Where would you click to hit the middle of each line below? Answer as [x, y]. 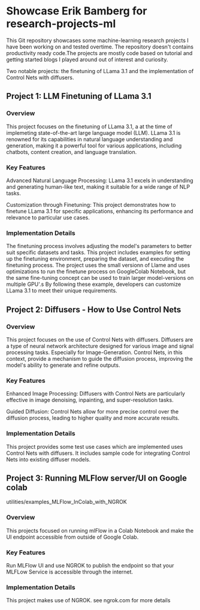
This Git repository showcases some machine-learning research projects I [97, 40]
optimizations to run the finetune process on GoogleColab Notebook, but [96, 271]
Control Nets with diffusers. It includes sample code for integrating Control [98, 453]
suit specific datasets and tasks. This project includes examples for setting [98, 252]
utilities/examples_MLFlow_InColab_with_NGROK [66, 502]
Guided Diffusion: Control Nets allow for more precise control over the [93, 412]
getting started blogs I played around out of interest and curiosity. [87, 59]
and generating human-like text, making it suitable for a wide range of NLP [98, 186]
